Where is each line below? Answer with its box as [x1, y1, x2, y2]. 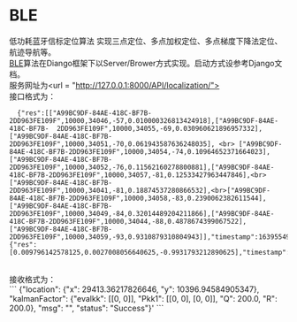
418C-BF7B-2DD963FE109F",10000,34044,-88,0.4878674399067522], [9, 217, 247, 226]
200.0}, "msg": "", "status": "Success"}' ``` [9, 303, 164, 313]
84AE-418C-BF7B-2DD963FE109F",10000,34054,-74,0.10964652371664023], [9, 147, 271, 156]
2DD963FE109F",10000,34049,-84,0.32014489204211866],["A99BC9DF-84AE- [9, 209, 275, 218]
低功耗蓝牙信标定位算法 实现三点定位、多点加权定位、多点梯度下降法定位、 [9, 35, 283, 46]
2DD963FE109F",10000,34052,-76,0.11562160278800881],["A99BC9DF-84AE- [9, 163, 275, 172]
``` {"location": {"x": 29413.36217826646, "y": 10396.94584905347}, [9, 284, 260, 295]
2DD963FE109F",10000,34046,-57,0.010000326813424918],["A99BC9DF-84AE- [9, 116, 278, 125]
